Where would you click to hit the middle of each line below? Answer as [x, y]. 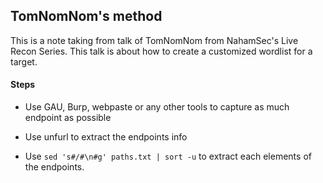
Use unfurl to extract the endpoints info [106, 137]
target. [24, 61]
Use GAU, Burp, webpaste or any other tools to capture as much [157, 107]
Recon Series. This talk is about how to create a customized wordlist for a [161, 51]
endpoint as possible [68, 118]
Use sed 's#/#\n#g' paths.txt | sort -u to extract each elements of [168, 156]
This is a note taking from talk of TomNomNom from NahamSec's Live [154, 40]
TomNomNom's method [86, 16]
